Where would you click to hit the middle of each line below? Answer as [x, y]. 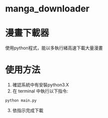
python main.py [21, 100]
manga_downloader [47, 9]
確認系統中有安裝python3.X [40, 85]
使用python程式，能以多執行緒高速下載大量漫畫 [54, 48]
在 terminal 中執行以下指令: [40, 91]
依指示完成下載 [28, 110]
